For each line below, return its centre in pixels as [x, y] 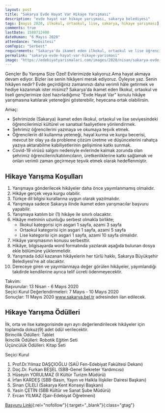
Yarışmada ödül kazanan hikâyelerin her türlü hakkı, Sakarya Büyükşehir [85, 256]
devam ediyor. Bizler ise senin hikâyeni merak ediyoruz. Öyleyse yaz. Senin [81, 79]
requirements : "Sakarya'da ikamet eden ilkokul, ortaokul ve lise [74, 51]
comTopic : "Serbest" [26, 46]
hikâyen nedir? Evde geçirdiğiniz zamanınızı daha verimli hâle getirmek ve [80, 85]
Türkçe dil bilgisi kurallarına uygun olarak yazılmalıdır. [66, 199]
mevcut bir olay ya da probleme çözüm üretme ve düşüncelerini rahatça [85, 140]
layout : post [18, 10]
